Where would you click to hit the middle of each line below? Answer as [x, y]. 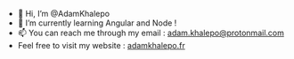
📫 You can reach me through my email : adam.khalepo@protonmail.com [151, 33]
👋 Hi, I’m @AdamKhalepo [63, 14]
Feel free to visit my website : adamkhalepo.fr [101, 45]
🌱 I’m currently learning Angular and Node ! [97, 23]
